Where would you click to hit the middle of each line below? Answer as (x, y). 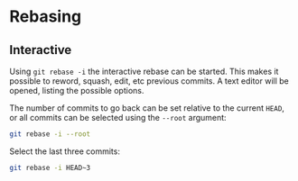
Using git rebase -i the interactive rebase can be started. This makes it (144, 71)
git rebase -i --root (50, 134)
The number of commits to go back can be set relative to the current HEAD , (147, 108)
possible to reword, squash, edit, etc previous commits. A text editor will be (149, 81)
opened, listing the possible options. (77, 90)
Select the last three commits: (65, 151)
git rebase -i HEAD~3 (50, 167)
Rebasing (46, 17)
